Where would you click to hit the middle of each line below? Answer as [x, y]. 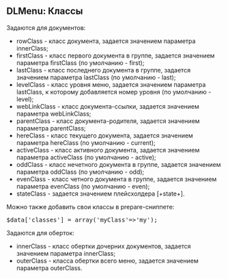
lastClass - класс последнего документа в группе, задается [103, 70]
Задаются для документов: [46, 27]
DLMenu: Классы [45, 11]
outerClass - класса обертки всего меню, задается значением [107, 261]
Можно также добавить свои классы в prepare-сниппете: [90, 207]
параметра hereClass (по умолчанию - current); [86, 142]
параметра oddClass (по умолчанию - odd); [80, 172]
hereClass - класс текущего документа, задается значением [105, 135]
